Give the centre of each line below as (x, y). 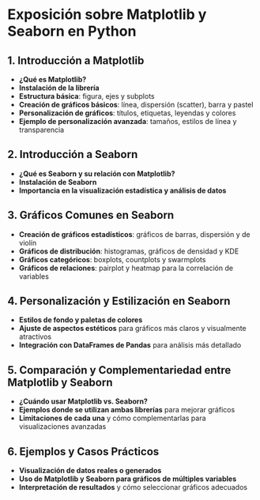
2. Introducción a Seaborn (73, 154)
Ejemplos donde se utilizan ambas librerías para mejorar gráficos (127, 410)
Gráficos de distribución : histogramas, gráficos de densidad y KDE (129, 251)
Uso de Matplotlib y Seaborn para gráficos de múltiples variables (128, 479)
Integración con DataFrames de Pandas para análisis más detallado (130, 345)
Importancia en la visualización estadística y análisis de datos (122, 190)
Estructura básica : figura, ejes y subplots (87, 96)
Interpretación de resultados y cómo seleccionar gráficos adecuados (133, 487)
